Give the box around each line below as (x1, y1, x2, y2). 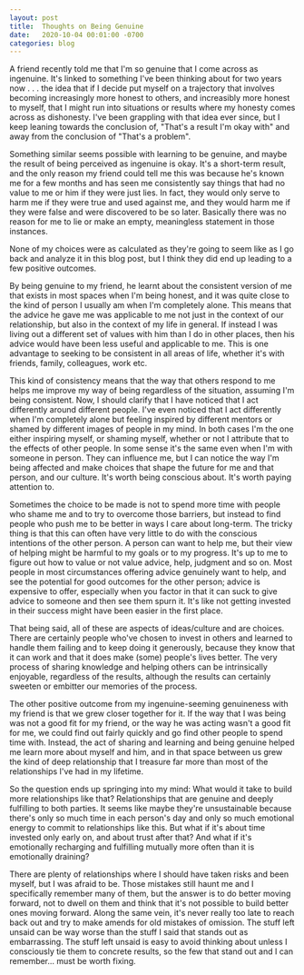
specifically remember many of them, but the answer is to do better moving (9, 888, 291, 900)
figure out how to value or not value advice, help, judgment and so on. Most (9, 557, 293, 568)
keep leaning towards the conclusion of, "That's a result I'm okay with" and (9, 122, 290, 133)
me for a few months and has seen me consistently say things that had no (9, 178, 286, 189)
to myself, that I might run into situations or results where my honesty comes (9, 102, 296, 114)
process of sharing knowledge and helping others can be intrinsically (9, 662, 268, 672)
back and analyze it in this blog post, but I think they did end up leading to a (9, 254, 292, 264)
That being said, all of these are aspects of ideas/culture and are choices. (9, 623, 285, 634)
